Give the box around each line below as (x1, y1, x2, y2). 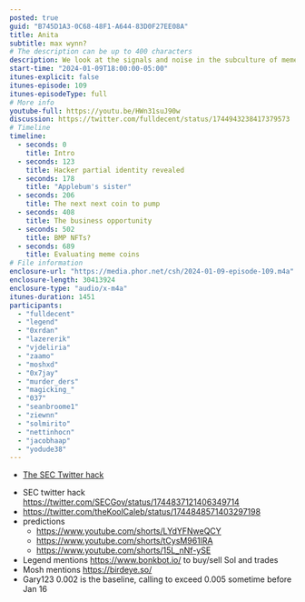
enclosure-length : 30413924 (9, 276, 116, 285)
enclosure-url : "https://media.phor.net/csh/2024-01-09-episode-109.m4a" (9, 267, 295, 276)
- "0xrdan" (17, 326, 59, 336)
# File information (9, 258, 84, 268)
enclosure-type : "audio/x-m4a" (9, 284, 128, 293)
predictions (22, 516, 65, 527)
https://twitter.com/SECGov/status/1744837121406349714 (22, 497, 241, 507)
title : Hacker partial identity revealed (25, 166, 184, 175)
